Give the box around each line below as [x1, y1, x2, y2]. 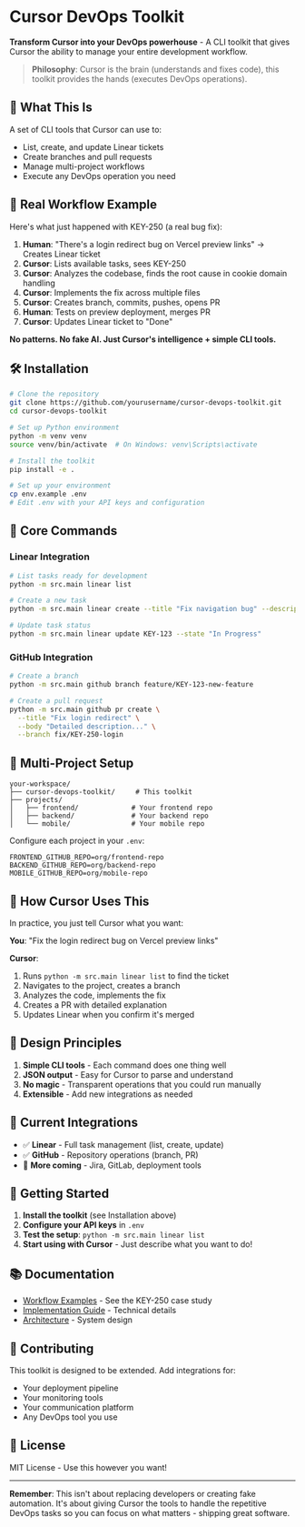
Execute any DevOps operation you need [22, 170, 176, 181]
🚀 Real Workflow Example [9, 197, 157, 213]
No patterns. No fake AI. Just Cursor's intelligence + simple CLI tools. [9, 334, 277, 345]
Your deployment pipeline [22, 1382, 119, 1393]
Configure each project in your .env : [9, 835, 145, 847]
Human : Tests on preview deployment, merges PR [22, 306, 211, 317]
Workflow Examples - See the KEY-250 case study [22, 1295, 212, 1306]
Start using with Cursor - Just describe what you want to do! [22, 1239, 253, 1250]
